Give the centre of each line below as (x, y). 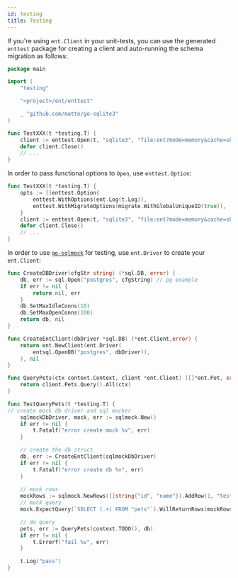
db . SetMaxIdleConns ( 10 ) (55, 306)
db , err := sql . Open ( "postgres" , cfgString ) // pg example (109, 280)
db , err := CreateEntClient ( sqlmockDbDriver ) (89, 457)
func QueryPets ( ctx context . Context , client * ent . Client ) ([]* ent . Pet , (115, 378)
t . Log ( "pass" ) (41, 562)
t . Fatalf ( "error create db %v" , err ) (88, 469)
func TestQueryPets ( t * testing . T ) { (61, 404)
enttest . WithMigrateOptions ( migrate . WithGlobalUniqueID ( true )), (130, 206)
